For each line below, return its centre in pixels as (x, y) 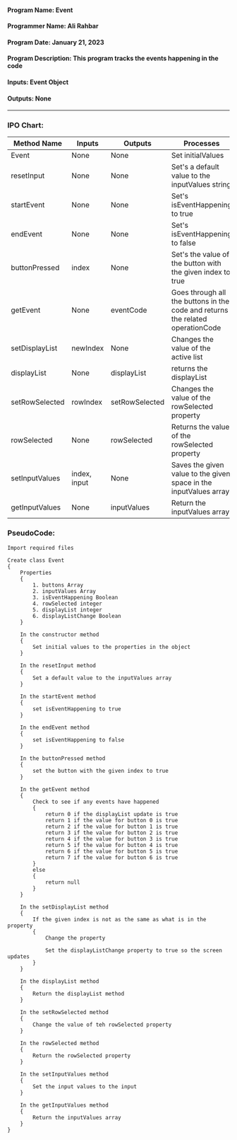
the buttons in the (201, 301)
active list (187, 357)
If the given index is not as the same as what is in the (120, 919)
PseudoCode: (31, 533)
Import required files (41, 548)
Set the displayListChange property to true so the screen (133, 950)
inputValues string (201, 185)
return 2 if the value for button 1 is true (111, 827)
